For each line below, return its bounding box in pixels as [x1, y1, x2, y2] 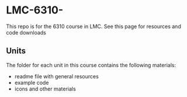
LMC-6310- [6, 4, 64, 17]
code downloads [6, 29, 47, 36]
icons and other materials [14, 85, 76, 92]
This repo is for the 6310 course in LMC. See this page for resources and [6, 23, 181, 30]
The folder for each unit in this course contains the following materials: [6, 61, 176, 68]
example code [14, 79, 49, 86]
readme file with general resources [14, 72, 99, 79]
